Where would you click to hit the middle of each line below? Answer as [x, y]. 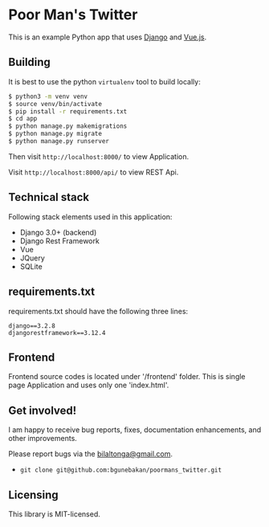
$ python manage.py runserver [59, 141]
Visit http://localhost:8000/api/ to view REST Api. [94, 172]
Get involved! [43, 410]
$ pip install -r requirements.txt [68, 111]
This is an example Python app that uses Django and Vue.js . [108, 37]
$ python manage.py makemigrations [68, 126]
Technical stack [49, 197]
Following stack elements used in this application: [90, 217]
